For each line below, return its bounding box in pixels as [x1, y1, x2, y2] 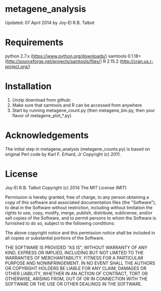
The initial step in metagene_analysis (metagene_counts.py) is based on [5, 146, 150, 152]
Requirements [5, 37, 64, 48]
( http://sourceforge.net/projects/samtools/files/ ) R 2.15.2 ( [5, 58, 121, 64]
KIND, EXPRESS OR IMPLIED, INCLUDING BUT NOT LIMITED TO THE [5, 249, 144, 256]
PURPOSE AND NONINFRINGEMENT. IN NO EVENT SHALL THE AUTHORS [5, 260, 156, 266]
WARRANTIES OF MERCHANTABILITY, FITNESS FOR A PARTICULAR [5, 255, 143, 261]
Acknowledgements [5, 130, 89, 141]
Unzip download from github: [12, 97, 71, 103]
